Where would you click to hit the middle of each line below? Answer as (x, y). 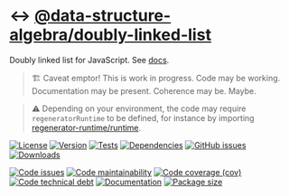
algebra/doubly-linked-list (111, 35)
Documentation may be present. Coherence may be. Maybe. (144, 90)
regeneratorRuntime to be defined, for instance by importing (143, 117)
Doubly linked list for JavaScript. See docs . (89, 60)
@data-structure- (103, 16)
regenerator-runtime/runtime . (86, 127)
